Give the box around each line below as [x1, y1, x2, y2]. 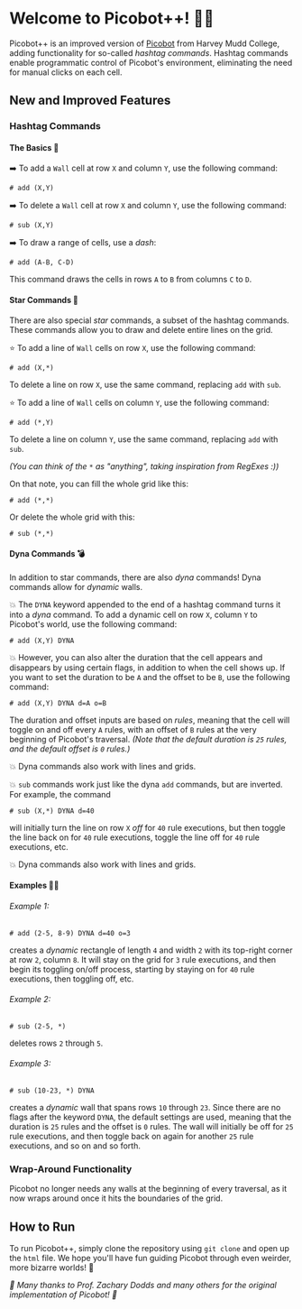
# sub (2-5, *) [9, 1021, 67, 1031]
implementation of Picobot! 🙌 [9, 1289, 117, 1300]
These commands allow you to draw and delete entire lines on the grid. [9, 324, 273, 335]
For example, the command [9, 788, 111, 799]
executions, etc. [9, 841, 69, 852]
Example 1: [9, 901, 50, 912]
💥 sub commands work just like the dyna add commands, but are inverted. [9, 779, 283, 789]
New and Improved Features [9, 93, 171, 108]
